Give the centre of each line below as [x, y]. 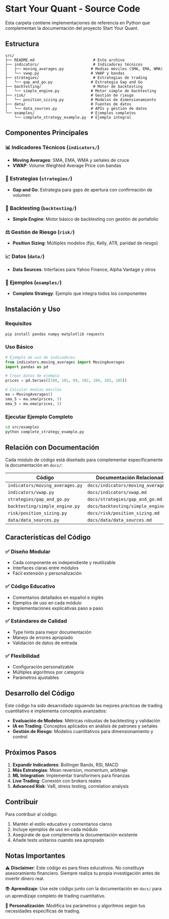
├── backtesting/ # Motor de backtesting [74, 86]
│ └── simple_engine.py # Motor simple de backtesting [81, 91]
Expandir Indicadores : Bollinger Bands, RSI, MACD [65, 765]
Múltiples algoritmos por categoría [48, 672]
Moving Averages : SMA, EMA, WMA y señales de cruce [71, 160]
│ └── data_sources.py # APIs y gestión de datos [76, 108]
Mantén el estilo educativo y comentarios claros [62, 824]
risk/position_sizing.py [37, 513]
